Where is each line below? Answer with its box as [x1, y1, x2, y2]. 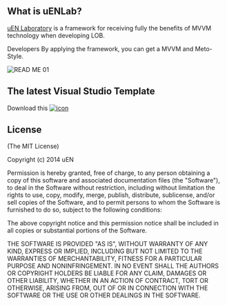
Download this [7, 104, 48, 112]
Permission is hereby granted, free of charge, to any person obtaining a [7, 169, 210, 177]
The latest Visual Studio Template [7, 86, 155, 98]
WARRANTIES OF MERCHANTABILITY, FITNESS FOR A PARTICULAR [7, 255, 202, 263]
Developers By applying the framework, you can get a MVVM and [7, 44, 194, 53]
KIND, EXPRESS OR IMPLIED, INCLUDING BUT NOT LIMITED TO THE [7, 247, 203, 255]
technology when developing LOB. [7, 31, 106, 39]
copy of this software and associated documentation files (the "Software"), [7, 176, 221, 185]
